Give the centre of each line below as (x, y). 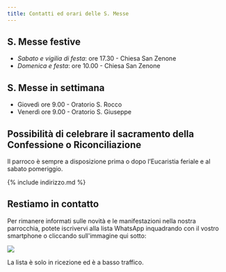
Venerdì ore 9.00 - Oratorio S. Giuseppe (74, 112)
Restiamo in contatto (53, 204)
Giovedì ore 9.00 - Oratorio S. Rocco (70, 104)
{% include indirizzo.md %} (47, 182)
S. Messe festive (44, 42)
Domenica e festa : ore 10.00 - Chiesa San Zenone (89, 66)
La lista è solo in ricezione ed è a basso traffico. (75, 262)
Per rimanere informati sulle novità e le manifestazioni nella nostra (102, 221)
